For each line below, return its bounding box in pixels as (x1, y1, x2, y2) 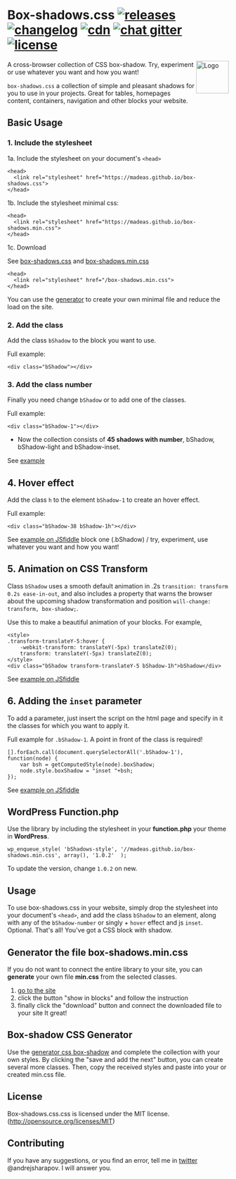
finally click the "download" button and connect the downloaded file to (17, 1001, 223, 1010)
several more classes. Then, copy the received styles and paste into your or (7, 1063, 227, 1071)
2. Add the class (7, 320, 64, 330)
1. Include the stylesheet (7, 138, 93, 148)
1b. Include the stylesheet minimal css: (7, 198, 119, 207)
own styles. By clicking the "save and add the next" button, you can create (7, 1055, 223, 1063)
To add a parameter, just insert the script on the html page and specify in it (7, 714, 223, 722)
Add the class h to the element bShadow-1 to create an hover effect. (7, 495, 200, 504)
